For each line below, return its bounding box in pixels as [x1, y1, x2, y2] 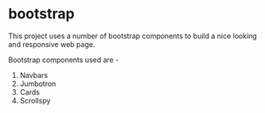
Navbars [19, 70, 49, 80]
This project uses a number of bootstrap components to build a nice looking [8, 31, 257, 41]
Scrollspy [19, 95, 51, 105]
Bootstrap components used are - [8, 55, 119, 64]
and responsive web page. [8, 39, 95, 49]
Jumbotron [19, 79, 57, 88]
